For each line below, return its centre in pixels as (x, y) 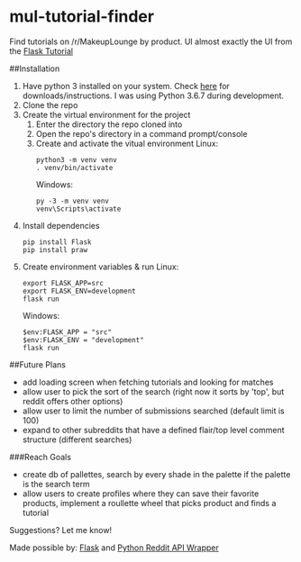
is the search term (56, 484)
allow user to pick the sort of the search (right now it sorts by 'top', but (153, 391)
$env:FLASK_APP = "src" (67, 332)
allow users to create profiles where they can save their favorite (141, 494)
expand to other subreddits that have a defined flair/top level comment (154, 430)
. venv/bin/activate (74, 168)
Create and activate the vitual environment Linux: (127, 143)
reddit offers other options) (73, 401)
